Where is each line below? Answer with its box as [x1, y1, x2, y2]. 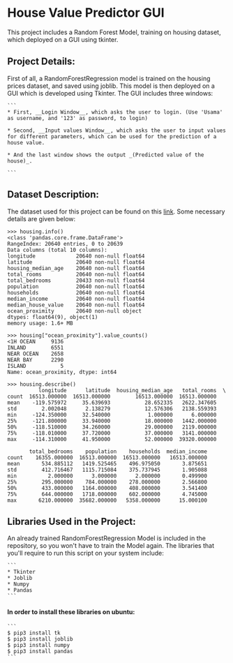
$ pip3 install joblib [7, 635, 73, 643]
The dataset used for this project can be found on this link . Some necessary [7, 207, 225, 216]
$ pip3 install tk [7, 630, 61, 636]
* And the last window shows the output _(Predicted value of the [7, 151, 204, 158]
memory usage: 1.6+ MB [7, 320, 73, 327]
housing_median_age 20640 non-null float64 [7, 265, 145, 271]
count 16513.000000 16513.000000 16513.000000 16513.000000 [7, 393, 217, 400]
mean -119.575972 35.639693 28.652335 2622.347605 [7, 399, 217, 406]
